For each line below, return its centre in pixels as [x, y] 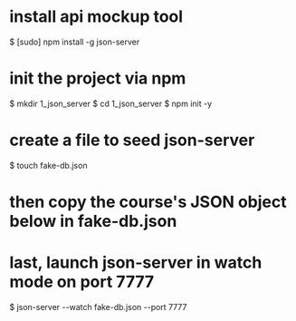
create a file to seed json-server [132, 140]
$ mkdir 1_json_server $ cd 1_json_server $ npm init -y [111, 103]
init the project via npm [98, 78]
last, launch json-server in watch [136, 263]
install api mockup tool [96, 17]
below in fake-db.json [93, 221]
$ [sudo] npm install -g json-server [75, 42]
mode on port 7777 [82, 282]
